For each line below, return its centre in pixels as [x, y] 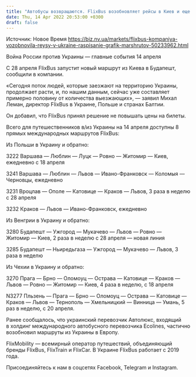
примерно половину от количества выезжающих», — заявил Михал [92, 98]
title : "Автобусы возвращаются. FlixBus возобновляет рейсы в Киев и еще [98, 11]
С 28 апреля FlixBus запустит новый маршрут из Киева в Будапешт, [91, 68]
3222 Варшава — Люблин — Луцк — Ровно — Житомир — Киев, [87, 156]
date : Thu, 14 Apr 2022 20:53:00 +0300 [55, 17]
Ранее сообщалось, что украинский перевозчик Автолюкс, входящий [94, 320]
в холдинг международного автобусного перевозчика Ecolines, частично [98, 326]
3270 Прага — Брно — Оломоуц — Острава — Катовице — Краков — [93, 278]
